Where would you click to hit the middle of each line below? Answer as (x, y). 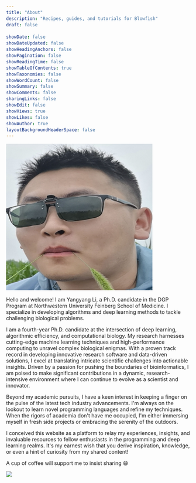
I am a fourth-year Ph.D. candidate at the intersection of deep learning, (92, 330)
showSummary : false (30, 87)
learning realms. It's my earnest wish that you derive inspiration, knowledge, (98, 446)
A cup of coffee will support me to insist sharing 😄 (67, 463)
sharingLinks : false (31, 99)
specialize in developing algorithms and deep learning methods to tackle (94, 312)
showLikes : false (27, 117)
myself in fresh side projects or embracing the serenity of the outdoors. (92, 422)
